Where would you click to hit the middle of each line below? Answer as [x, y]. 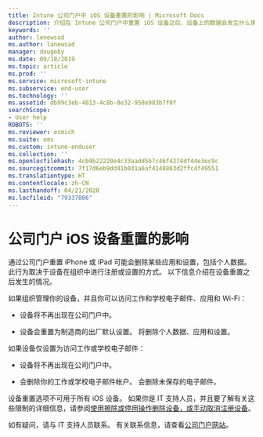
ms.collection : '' [38, 154]
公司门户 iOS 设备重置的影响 [99, 239]
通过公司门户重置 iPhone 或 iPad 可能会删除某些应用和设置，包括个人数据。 [130, 262]
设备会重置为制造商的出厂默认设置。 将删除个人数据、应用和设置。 [127, 332]
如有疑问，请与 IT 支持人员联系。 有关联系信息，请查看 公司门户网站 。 [121, 425]
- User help [27, 118]
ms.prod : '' [27, 74]
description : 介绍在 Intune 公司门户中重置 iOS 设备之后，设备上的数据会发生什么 [130, 23]
